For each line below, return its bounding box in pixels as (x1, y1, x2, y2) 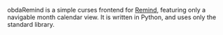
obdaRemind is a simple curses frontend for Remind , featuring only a (7, 6, 206, 14)
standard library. (7, 21, 55, 28)
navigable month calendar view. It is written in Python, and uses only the (7, 13, 217, 21)
